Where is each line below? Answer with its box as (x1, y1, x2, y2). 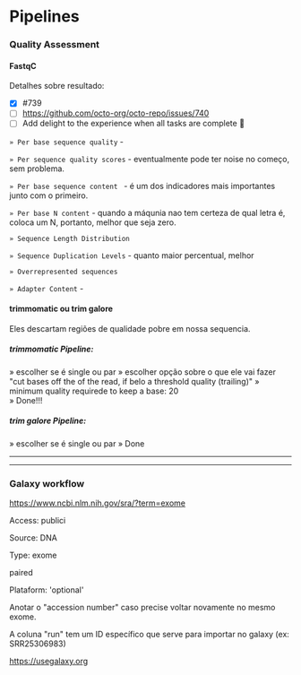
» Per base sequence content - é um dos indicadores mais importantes (9, 180, 276, 191)
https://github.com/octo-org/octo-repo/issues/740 (21, 108, 210, 118)
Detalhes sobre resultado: (9, 81, 105, 91)
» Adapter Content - (9, 282, 84, 293)
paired (9, 567, 33, 577)
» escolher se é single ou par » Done (9, 437, 145, 449)
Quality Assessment (9, 39, 100, 51)
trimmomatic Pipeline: (9, 343, 94, 355)
